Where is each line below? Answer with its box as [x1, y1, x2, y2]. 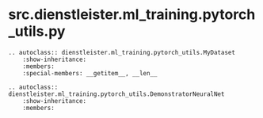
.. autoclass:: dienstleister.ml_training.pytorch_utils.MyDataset [8, 48, 236, 56]
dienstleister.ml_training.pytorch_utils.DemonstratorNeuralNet [8, 89, 225, 98]
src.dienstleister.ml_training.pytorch [8, 6, 256, 24]
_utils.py [8, 22, 66, 40]
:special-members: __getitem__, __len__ [22, 69, 158, 77]
